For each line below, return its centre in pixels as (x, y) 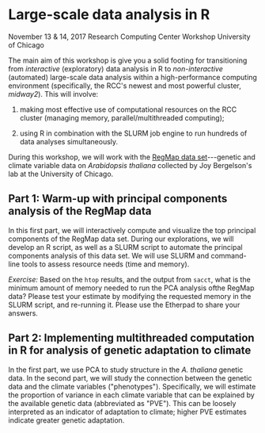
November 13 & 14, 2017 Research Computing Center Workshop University (129, 36)
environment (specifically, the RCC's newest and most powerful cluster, (125, 86)
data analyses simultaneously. (69, 141)
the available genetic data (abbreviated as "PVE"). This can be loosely (122, 403)
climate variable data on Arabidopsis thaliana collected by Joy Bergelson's (130, 165)
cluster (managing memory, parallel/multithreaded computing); (122, 117)
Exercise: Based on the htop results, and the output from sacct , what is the (129, 279)
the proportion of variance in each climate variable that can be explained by (131, 395)
